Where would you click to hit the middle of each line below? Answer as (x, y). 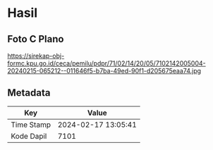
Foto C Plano (36, 39)
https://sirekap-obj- (36, 56)
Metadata (29, 93)
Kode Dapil (29, 136)
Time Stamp (31, 125)
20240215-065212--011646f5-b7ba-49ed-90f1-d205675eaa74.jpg (104, 71)
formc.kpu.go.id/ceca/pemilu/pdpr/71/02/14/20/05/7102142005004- (107, 63)
